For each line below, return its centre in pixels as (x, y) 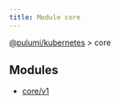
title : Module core (45, 17)
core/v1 (35, 91)
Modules (34, 70)
